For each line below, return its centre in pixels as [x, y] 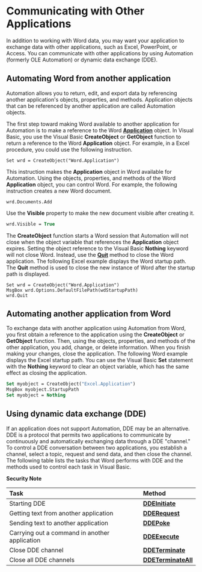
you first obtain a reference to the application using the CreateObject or [95, 334]
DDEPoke [157, 523]
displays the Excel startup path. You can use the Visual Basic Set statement [100, 360]
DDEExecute [161, 537]
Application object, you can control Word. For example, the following [92, 184]
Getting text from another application [61, 513]
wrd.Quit [17, 295]
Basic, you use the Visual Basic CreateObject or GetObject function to [94, 137]
